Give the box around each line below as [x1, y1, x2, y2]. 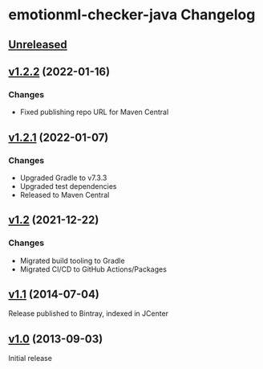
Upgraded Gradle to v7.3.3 [19, 173, 107, 182]
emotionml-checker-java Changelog [8, 6, 256, 24]
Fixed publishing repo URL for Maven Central [19, 107, 169, 117]
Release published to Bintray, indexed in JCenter [8, 309, 169, 318]
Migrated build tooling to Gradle [19, 256, 126, 265]
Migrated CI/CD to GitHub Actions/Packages [19, 264, 167, 274]
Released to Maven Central [19, 190, 110, 199]
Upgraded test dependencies [19, 181, 117, 191]
